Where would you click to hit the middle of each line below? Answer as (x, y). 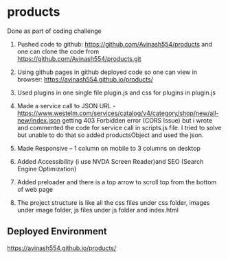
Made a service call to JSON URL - (66, 106)
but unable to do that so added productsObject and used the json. (110, 135)
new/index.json (38, 120)
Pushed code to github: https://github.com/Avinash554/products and (115, 44)
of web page (35, 189)
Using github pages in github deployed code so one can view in (107, 72)
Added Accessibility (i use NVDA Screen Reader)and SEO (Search (110, 161)
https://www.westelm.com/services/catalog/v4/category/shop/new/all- (118, 113)
